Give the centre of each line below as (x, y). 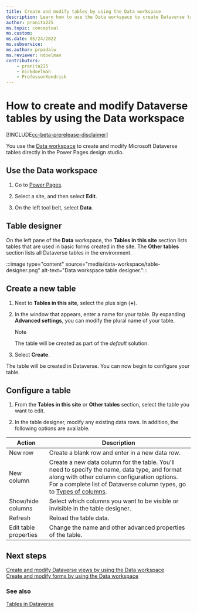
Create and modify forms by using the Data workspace (72, 576)
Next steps (26, 556)
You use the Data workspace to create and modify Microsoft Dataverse (92, 146)
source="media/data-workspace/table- (113, 264)
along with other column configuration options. (113, 477)
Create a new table (41, 289)
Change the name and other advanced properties (117, 527)
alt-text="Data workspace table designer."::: (94, 270)
